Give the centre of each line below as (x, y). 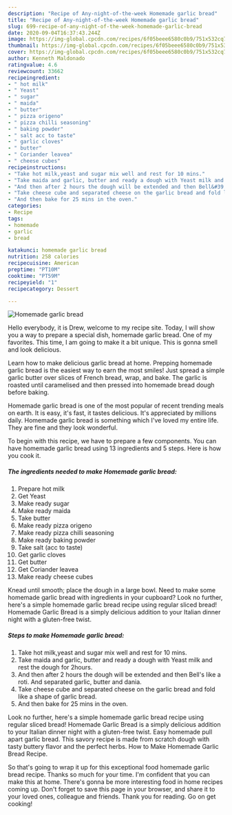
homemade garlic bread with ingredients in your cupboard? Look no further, (115, 598)
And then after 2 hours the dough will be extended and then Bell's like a (119, 675)
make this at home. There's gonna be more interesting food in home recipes (115, 782)
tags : (15, 219)
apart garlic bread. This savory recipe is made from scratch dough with (109, 739)
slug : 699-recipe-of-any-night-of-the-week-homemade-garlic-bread (105, 26)
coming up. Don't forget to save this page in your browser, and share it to (112, 789)
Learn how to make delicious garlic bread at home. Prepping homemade (110, 363)
